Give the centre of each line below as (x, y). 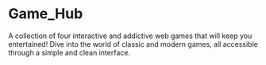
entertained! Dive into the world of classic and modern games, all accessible (133, 44)
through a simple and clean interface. (69, 52)
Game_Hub (46, 14)
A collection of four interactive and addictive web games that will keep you (130, 36)
